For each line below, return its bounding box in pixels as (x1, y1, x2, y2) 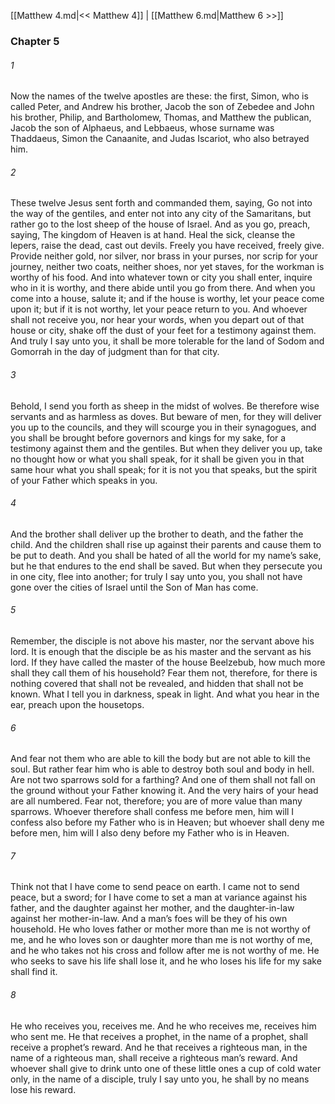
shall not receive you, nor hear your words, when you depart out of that (10, 314, 305, 326)
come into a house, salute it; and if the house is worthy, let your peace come (10, 293, 325, 305)
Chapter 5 (10, 34, 60, 48)
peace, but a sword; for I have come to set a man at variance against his (10, 891, 308, 904)
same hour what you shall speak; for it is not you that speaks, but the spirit (10, 463, 318, 475)
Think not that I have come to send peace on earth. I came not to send (10, 881, 300, 893)
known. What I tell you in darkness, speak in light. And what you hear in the (10, 688, 320, 700)
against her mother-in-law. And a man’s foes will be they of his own (10, 913, 288, 925)
